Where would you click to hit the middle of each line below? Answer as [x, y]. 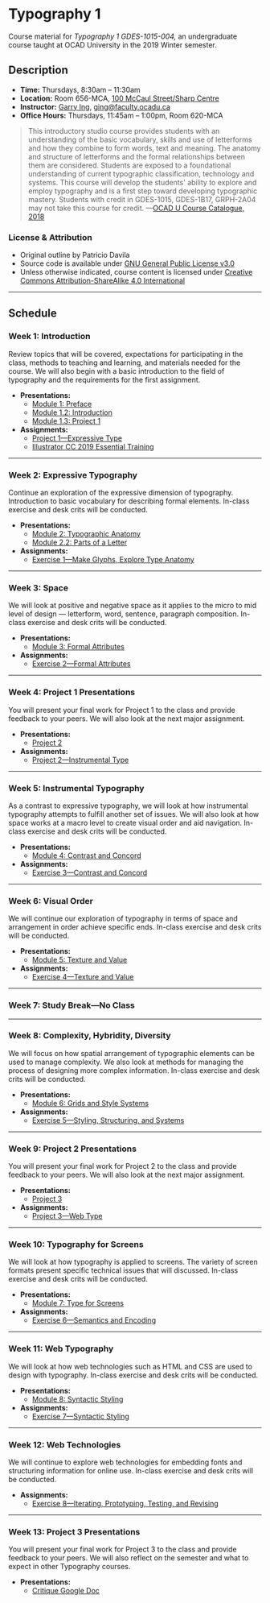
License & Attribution [50, 237]
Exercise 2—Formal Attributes [81, 664]
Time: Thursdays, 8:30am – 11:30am [80, 89]
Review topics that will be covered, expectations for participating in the [126, 354]
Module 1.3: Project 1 [66, 420]
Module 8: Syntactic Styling [78, 1399]
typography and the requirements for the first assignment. [104, 379]
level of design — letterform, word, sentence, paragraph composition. [124, 614]
